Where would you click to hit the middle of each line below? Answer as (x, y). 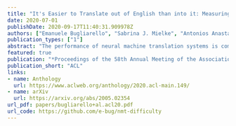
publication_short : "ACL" (45, 66)
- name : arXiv (28, 92)
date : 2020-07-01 (33, 20)
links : (17, 72)
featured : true (29, 53)
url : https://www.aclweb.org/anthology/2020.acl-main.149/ (102, 85)
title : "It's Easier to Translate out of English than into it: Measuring (119, 14)
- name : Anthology (34, 79)
